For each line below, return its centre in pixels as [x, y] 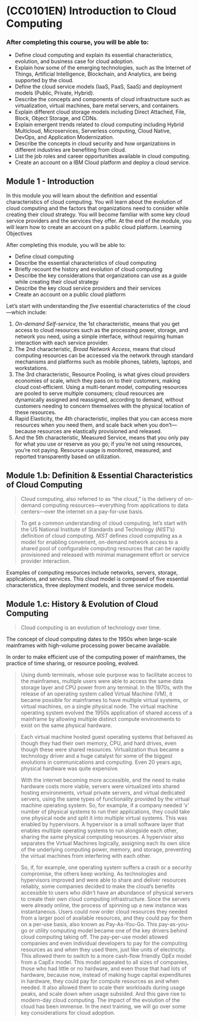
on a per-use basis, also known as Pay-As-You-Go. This [89, 924]
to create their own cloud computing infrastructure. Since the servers [105, 899]
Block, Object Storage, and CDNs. [56, 118]
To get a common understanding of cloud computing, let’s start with [104, 523]
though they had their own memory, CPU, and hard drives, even [99, 743]
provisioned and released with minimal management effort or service [105, 555]
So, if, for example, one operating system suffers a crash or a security [106, 867]
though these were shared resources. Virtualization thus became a [102, 749]
